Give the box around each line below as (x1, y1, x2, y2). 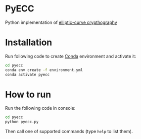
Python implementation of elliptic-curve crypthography (5, 19, 117, 25)
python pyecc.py (5, 120, 39, 125)
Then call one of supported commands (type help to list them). (5, 129, 133, 135)
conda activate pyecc (5, 72, 50, 77)
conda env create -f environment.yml (5, 68, 83, 72)
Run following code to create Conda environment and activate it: (5, 53, 137, 59)
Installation (5, 37, 52, 48)
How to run (5, 89, 51, 100)
